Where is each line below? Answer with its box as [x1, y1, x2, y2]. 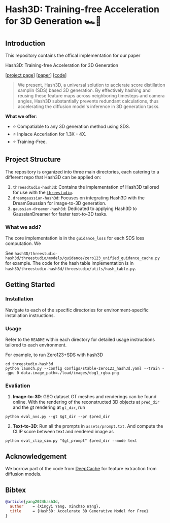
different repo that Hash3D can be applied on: [5, 174, 101, 180]
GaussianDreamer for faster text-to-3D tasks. [12, 211, 108, 217]
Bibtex [5, 485, 26, 494]
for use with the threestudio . [12, 189, 74, 195]
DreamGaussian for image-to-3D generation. [12, 200, 107, 206]
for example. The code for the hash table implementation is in [5, 260, 134, 266]
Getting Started [5, 280, 55, 289]
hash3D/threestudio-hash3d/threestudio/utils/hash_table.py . [5, 265, 137, 272]
